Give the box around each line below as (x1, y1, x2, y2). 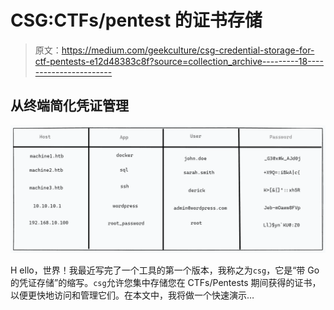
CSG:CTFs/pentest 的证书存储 (10, 9, 263, 32)
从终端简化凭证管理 (10, 97, 129, 115)
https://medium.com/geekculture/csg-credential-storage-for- (61, 44, 315, 56)
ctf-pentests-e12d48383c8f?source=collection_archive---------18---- (34, 55, 324, 67)
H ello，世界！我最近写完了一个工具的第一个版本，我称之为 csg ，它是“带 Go (10, 264, 320, 276)
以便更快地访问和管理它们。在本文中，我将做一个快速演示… (10, 289, 255, 301)
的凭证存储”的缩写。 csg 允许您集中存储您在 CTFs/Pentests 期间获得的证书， (10, 276, 322, 288)
